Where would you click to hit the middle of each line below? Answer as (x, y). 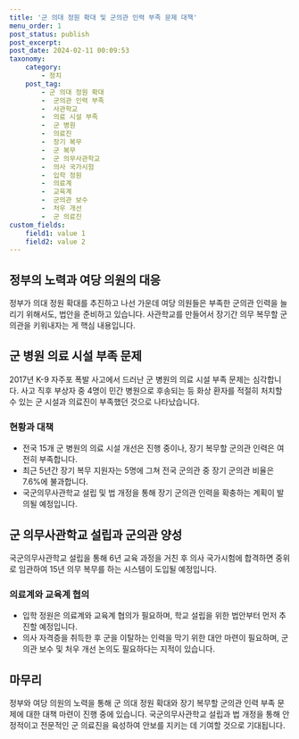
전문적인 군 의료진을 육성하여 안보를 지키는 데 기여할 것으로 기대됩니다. (162, 726)
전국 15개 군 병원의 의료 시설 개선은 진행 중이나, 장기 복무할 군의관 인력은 (148, 448)
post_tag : (44, 84)
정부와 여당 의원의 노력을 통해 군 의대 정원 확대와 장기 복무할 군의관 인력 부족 (142, 703)
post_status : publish (50, 34)
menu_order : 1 (36, 26)
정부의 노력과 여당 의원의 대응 (85, 280)
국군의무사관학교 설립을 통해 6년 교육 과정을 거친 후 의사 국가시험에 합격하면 (141, 558)
